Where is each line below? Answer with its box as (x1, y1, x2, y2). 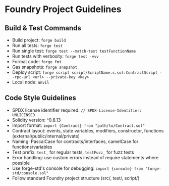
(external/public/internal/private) (12, 133, 80, 139)
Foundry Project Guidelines (5, 4, 122, 15)
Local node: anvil (12, 79, 49, 85)
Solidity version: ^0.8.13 (12, 117, 61, 123)
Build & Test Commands (5, 24, 81, 32)
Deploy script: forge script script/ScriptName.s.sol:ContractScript (12, 69, 158, 75)
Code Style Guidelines (5, 94, 76, 102)
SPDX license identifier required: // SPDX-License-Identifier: (12, 107, 142, 113)
